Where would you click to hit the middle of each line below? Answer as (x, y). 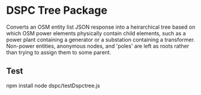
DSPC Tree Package (57, 10)
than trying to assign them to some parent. (59, 52)
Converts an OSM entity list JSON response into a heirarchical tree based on (101, 27)
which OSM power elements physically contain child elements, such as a (96, 33)
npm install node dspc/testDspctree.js (53, 85)
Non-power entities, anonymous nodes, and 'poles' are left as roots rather (98, 46)
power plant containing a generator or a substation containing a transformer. (100, 39)
